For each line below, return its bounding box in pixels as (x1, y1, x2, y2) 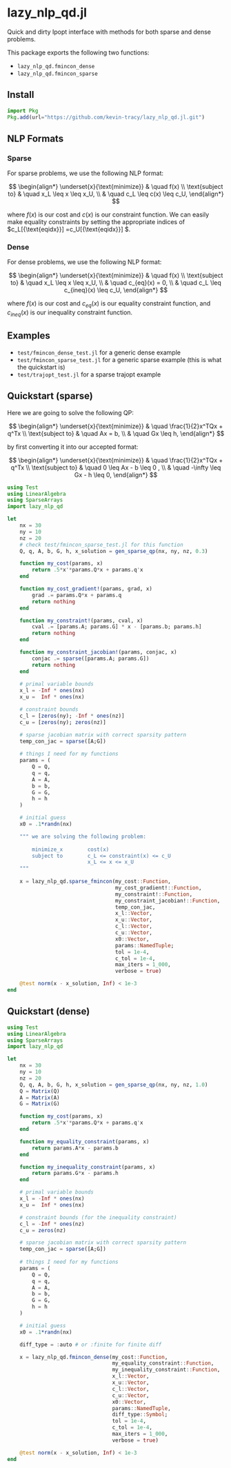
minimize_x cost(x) (32, 846, 110, 853)
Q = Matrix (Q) (19, 1087, 60, 1094)
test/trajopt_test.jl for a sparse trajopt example (17, 370, 161, 379)
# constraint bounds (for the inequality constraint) (19, 1214, 177, 1221)
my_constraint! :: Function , (114, 891, 193, 898)
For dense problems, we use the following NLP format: (7, 258, 162, 266)
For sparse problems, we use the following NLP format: (7, 169, 164, 177)
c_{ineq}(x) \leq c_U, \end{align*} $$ (64, 286, 168, 294)
